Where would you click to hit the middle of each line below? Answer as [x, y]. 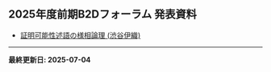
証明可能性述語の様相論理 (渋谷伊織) [80, 35]
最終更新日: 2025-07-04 [50, 59]
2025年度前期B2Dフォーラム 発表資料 [103, 14]
